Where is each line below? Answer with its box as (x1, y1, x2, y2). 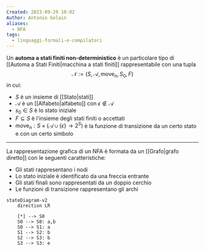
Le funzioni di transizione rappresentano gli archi (15, 185, 138, 193)
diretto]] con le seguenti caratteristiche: (6, 154, 106, 162)
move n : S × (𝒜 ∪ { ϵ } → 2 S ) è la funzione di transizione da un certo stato (15, 121, 197, 131)
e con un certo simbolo (15, 130, 74, 138)
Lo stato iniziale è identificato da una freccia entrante (15, 173, 149, 180)
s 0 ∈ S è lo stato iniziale (15, 107, 77, 115)
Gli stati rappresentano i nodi (15, 166, 88, 173)
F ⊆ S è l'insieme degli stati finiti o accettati (15, 114, 125, 122)
